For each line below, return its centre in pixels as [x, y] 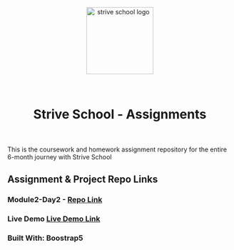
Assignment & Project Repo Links [83, 180]
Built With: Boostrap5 [45, 238]
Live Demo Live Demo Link [54, 219]
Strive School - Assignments [120, 115]
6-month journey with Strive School [60, 156]
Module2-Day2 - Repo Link [55, 200]
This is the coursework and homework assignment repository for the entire [117, 149]
